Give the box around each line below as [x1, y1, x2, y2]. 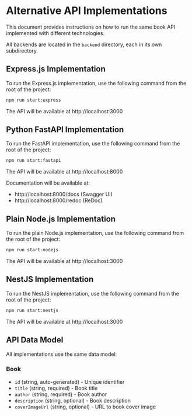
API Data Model [6, 335, 64, 345]
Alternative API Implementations [6, 4, 167, 18]
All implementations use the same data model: [6, 351, 117, 358]
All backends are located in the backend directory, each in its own [6, 41, 162, 48]
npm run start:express [6, 97, 61, 103]
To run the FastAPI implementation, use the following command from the [6, 140, 180, 147]
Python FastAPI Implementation [6, 124, 124, 135]
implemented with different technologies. [6, 29, 105, 36]
